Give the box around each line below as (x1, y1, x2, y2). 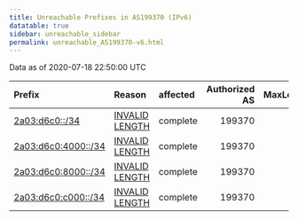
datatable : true (9, 21, 69, 30)
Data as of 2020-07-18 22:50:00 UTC (9, 62, 146, 73)
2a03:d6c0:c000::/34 (13, 192, 105, 204)
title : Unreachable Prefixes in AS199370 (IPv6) (9, 12, 192, 22)
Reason (114, 89, 147, 101)
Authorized (206, 83, 255, 96)
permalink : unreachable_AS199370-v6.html (9, 37, 165, 47)
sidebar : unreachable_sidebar (9, 29, 122, 38)
